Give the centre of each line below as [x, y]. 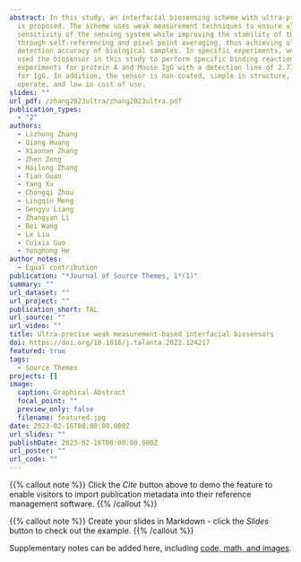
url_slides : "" [38, 434]
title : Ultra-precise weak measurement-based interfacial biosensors [142, 334]
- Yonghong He [43, 251]
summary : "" [31, 284]
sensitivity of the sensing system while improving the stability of [150, 34]
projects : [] [34, 376]
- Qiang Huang [43, 143]
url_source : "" [38, 318]
